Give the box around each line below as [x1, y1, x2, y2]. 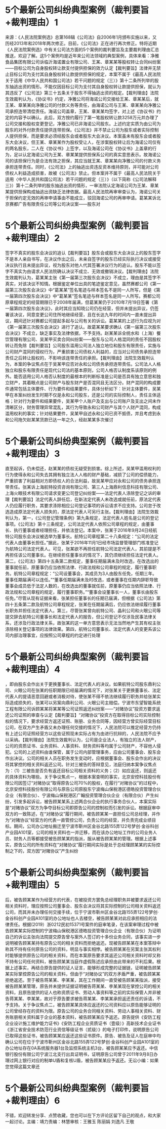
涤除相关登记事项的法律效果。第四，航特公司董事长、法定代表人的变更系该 [5, 626, 157, 632]
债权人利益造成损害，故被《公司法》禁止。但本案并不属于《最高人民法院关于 [5, 170, 161, 176]
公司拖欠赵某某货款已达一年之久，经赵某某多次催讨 [9, 416, 114, 423]
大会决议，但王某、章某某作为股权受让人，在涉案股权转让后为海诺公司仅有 [9, 139, 161, 145]
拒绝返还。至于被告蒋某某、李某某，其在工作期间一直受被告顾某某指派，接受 [5, 977, 161, 983]
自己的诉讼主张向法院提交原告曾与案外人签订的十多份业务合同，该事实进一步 [5, 934, 161, 940]
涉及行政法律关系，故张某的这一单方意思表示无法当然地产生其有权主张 [18, 620, 161, 626]
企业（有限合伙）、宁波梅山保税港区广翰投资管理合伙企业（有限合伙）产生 [5, 792, 155, 798]
